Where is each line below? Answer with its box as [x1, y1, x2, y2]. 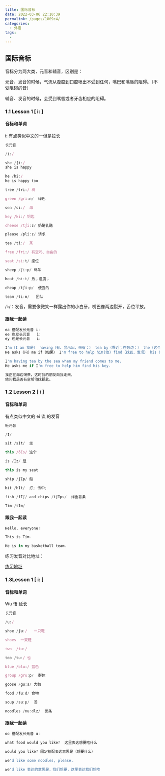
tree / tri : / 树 [5, 187, 35, 192]
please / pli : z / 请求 [5, 232, 46, 237]
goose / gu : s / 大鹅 [5, 682, 41, 687]
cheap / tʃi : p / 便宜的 [5, 285, 50, 290]
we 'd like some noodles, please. [5, 758, 74, 763]
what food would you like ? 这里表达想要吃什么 [5, 740, 98, 745]
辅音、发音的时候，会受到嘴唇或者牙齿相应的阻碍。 [5, 95, 109, 101]
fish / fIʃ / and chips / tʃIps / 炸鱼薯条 [5, 494, 86, 499]
